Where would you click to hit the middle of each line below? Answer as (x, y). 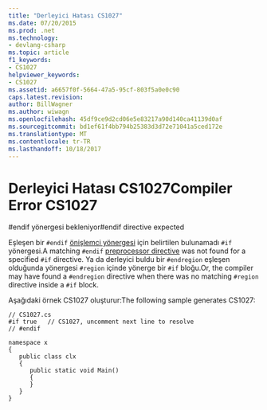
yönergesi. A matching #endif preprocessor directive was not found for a (127, 251)
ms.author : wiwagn (39, 112)
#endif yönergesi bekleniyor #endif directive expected (96, 227)
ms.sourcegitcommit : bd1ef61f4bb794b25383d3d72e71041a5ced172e (116, 127)
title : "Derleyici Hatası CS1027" (66, 16)
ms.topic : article (39, 53)
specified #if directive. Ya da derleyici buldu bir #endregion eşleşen (119, 260)
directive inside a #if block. (54, 285)
